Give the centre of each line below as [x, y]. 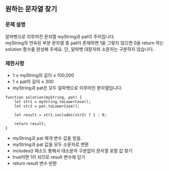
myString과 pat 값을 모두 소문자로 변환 [51, 144]
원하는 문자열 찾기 [31, 9]
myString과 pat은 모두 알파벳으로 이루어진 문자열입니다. [67, 88]
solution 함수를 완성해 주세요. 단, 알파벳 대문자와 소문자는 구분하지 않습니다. [80, 49]
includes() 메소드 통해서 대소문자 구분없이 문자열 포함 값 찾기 [72, 150]
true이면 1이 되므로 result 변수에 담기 [49, 157]
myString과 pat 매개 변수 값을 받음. [47, 138]
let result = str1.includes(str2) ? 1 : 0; [61, 115]
